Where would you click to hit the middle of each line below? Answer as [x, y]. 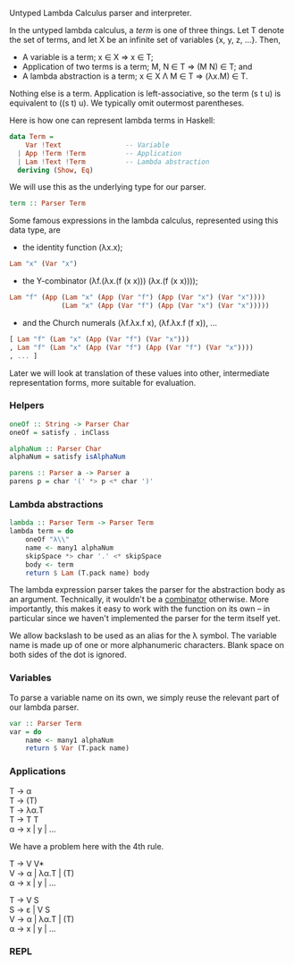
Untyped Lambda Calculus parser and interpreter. [101, 13]
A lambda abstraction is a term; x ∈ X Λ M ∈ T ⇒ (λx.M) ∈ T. [135, 76]
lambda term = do [42, 532]
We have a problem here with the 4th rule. [87, 846]
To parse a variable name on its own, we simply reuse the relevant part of [144, 697]
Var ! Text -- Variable [97, 145]
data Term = [31, 137]
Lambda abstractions [57, 504]
